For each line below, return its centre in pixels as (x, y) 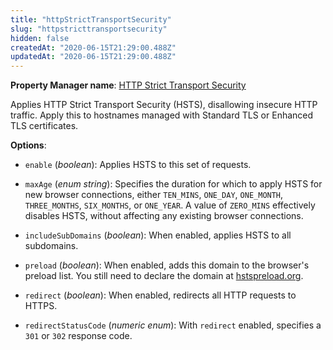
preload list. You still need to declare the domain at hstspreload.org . (164, 276)
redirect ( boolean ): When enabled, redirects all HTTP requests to (160, 295)
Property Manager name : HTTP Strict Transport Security (128, 85)
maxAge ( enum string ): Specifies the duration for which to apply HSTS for (173, 184)
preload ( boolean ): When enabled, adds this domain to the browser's (167, 265)
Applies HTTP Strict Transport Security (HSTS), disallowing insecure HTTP (164, 105)
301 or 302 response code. (78, 336)
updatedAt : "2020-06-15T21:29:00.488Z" (93, 57)
